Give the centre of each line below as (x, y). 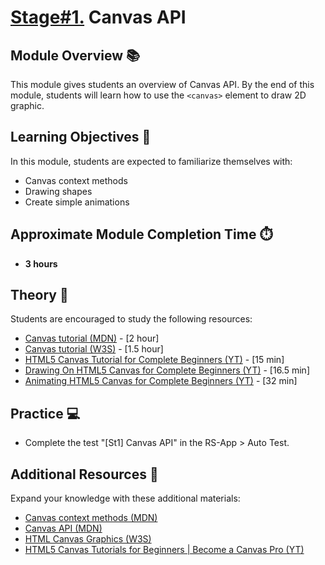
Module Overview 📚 (75, 55)
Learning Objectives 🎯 (81, 137)
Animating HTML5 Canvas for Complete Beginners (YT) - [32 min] (161, 381)
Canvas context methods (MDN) (91, 518)
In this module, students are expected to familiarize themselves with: (151, 161)
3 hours (41, 263)
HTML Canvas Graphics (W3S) (88, 539)
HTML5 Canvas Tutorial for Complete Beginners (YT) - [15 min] (154, 360)
